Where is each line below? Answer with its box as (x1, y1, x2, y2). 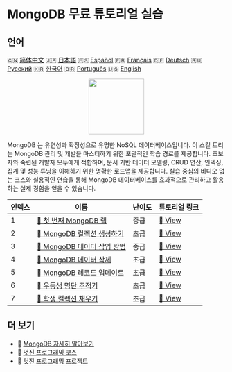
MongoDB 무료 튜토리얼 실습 (7, 6, 164, 22)
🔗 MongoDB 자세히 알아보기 (17, 339, 95, 348)
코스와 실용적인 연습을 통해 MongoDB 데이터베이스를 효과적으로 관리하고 (14, 176, 211, 184)
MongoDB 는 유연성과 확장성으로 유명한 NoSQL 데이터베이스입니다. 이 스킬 (7, 141, 211, 149)
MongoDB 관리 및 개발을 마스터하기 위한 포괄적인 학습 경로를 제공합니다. (14, 150, 211, 158)
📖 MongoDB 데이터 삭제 (37, 255, 112, 264)
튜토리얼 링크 (159, 203, 199, 212)
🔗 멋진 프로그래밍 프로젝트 (17, 357, 89, 365)
